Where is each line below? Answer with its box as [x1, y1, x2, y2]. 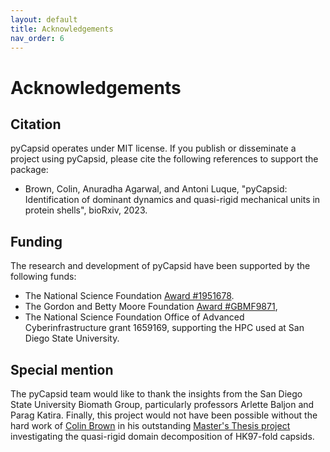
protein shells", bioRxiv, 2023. [24, 204, 148, 216]
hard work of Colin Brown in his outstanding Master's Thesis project [10, 420, 291, 431]
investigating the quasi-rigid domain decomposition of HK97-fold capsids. [10, 431, 315, 442]
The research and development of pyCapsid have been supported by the [10, 260, 311, 272]
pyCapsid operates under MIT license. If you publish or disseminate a [10, 142, 297, 155]
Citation [10, 116, 62, 133]
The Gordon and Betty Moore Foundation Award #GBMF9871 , [24, 301, 278, 313]
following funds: [10, 271, 77, 283]
